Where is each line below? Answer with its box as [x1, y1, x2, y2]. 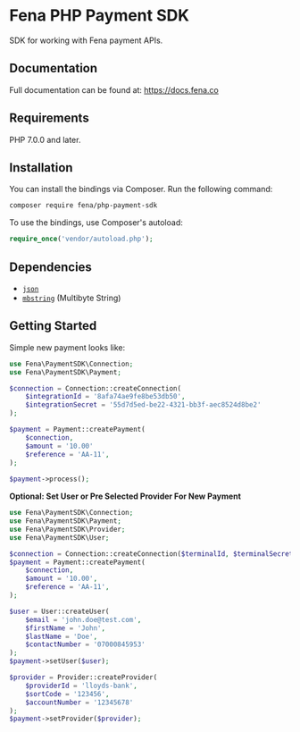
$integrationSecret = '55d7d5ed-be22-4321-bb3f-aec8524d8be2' [25, 400, 262, 409]
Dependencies [9, 259, 92, 274]
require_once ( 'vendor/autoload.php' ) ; [9, 234, 154, 244]
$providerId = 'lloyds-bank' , [25, 681, 138, 690]
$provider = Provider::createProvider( [9, 673, 158, 682]
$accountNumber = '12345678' [25, 698, 134, 707]
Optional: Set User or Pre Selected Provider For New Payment [9, 491, 241, 501]
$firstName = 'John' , [25, 623, 105, 633]
